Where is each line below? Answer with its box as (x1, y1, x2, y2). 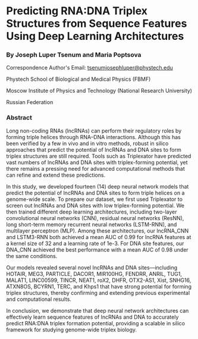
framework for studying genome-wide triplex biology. (6, 326, 137, 333)
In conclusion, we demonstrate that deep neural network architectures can (6, 307, 189, 314)
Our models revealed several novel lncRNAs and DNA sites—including (6, 263, 178, 271)
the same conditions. (6, 252, 58, 259)
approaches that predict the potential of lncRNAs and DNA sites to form (6, 146, 181, 153)
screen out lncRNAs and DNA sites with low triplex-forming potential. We (6, 202, 184, 209)
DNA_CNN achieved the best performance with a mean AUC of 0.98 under (6, 246, 188, 253)
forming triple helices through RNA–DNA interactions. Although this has (6, 133, 181, 140)
